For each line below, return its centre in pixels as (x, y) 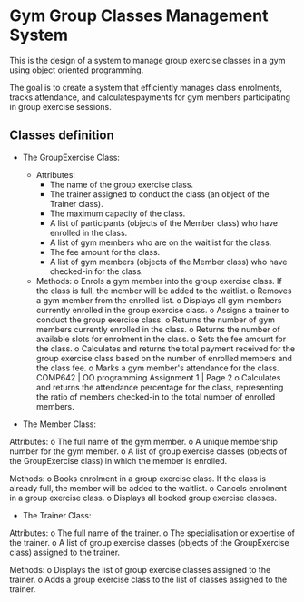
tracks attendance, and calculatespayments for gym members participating (150, 97)
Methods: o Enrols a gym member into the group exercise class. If (159, 281)
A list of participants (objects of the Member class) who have (164, 222)
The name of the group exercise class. (121, 184)
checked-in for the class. (96, 271)
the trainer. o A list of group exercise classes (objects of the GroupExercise (149, 542)
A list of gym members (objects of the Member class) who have (168, 262)
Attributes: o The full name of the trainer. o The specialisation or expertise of (152, 533)
